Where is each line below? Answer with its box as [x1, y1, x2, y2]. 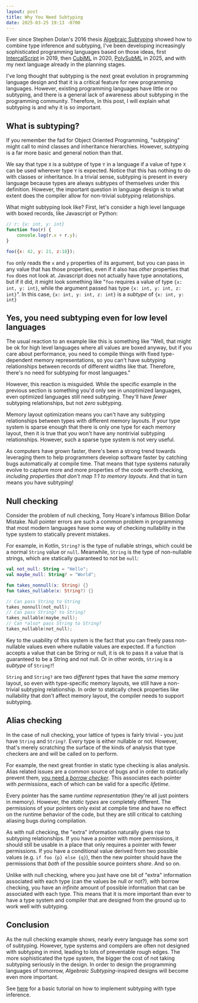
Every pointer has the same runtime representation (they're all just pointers [6, 792, 189, 799]
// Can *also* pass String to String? [6, 620, 102, 627]
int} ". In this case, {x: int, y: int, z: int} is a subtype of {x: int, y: [6, 290, 184, 297]
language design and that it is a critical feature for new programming [6, 79, 173, 86]
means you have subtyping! [6, 479, 74, 486]
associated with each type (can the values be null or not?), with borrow [6, 878, 179, 885]
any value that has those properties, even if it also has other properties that [6, 266, 189, 273]
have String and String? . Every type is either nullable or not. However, [6, 737, 178, 745]
